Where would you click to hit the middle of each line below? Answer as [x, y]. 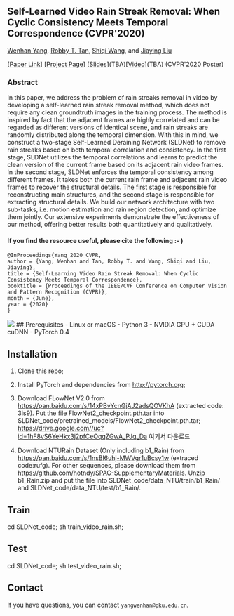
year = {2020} [28, 305]
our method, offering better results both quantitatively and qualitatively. [110, 225]
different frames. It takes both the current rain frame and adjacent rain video [117, 180]
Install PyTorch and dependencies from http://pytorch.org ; [101, 385]
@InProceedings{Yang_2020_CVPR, [54, 256]
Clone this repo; [41, 371]
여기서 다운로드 [170, 437]
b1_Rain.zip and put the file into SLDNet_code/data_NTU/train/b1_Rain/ [119, 480]
